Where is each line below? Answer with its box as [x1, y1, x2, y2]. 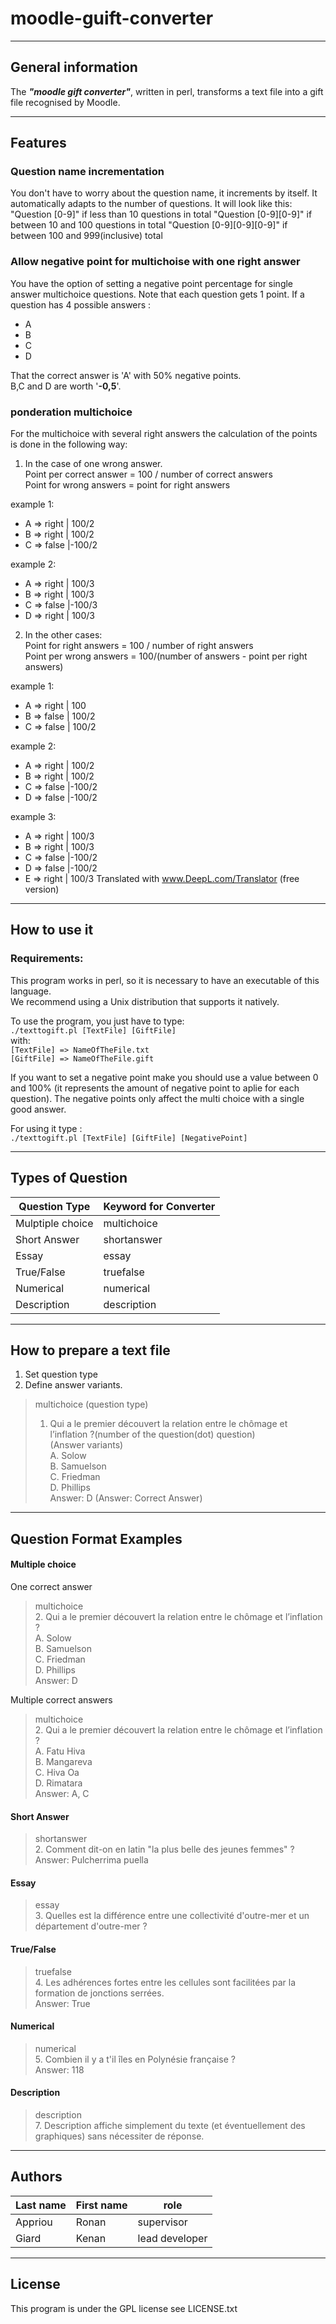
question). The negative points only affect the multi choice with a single [10, 1092, 305, 1104]
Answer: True [34, 1997, 91, 2009]
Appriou [15, 2215, 53, 2229]
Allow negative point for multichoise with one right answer [10, 255, 301, 269]
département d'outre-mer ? [34, 1920, 148, 1932]
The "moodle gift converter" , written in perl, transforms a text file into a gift [10, 85, 324, 97]
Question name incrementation [10, 165, 165, 179]
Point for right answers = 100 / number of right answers [24, 640, 254, 652]
